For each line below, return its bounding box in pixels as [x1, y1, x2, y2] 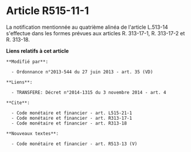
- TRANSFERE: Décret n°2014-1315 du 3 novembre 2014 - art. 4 [11, 89, 166, 95]
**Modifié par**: [6, 59, 49, 65]
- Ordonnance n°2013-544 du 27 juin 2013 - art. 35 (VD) [11, 69, 154, 75]
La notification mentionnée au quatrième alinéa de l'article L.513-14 [6, 23, 168, 31]
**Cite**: [6, 100, 30, 106]
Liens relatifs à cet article [6, 47, 69, 54]
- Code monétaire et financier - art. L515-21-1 [11, 110, 132, 116]
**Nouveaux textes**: [6, 130, 59, 136]
